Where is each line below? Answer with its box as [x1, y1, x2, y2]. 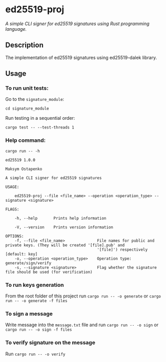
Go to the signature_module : [5, 96, 65, 102]
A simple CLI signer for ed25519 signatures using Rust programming [5, 20, 150, 27]
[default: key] [5, 251, 38, 257]
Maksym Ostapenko [5, 166, 43, 172]
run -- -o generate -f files [5, 299, 68, 304]
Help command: [5, 137, 46, 144]
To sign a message [5, 310, 53, 317]
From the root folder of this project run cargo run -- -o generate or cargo [5, 293, 161, 299]
